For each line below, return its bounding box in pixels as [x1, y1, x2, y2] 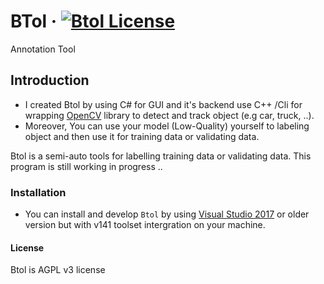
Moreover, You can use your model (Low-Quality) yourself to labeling [24, 120, 310, 132]
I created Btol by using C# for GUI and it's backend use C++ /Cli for [24, 98, 303, 110]
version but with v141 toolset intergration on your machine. [24, 219, 266, 231]
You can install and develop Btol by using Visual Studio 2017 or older [24, 208, 310, 220]
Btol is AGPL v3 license [10, 264, 106, 276]
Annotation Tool [10, 43, 76, 55]
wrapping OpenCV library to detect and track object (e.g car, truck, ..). [24, 109, 315, 121]
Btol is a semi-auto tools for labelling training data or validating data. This [10, 150, 312, 162]
